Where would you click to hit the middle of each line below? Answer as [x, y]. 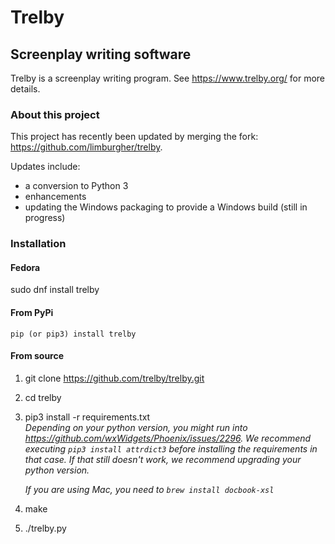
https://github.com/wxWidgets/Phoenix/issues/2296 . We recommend [168, 438]
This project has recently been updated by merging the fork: [134, 137]
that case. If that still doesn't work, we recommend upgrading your [163, 459]
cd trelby [43, 397]
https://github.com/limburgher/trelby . [86, 147]
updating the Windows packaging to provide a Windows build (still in [166, 207]
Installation [38, 244]
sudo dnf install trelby [55, 290]
